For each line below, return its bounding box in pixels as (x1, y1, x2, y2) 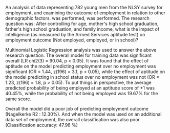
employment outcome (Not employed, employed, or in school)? (5, 37, 138, 43)
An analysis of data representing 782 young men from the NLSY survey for (5, 5, 163, 10)
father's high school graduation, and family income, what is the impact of (5, 26, 160, 32)
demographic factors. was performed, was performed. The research (5, 15, 150, 21)
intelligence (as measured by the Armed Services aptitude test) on (5, 32, 145, 37)
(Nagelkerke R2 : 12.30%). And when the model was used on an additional (5, 111, 162, 117)
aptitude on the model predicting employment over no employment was (5, 63, 156, 69)
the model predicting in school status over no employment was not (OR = (5, 74, 160, 80)
